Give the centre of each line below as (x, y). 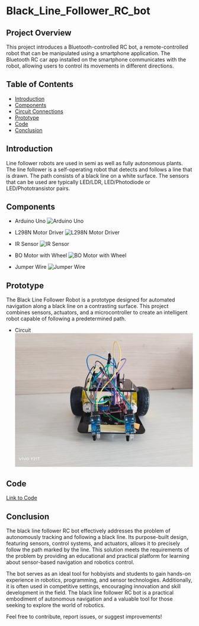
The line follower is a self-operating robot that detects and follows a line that (99, 169)
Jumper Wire (31, 267)
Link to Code (22, 498)
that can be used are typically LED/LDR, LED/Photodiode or (78, 182)
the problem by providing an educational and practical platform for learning (98, 556)
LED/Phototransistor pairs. (38, 188)
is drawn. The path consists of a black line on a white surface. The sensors (98, 175)
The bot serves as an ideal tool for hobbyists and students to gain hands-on (99, 573)
